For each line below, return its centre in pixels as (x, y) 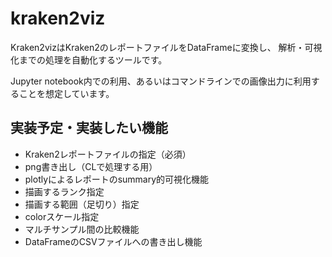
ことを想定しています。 (66, 93)
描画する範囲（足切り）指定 (82, 204)
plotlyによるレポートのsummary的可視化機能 (117, 179)
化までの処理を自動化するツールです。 (89, 59)
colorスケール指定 (62, 216)
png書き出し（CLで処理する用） (91, 166)
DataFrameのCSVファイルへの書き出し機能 (113, 241)
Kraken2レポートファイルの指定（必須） (108, 154)
